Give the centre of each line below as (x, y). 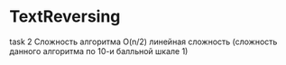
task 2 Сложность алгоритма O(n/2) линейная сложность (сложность (143, 42)
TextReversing (65, 17)
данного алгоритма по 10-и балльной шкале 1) (99, 51)
